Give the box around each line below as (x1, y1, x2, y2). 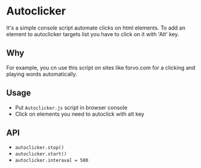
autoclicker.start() (14, 151, 67, 157)
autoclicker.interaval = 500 (14, 158, 89, 164)
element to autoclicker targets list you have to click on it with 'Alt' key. (6, 30, 179, 37)
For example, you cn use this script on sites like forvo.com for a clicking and (6, 64, 196, 71)
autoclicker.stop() (14, 145, 65, 151)
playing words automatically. (6, 70, 77, 78)
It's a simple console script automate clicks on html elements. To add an (6, 24, 186, 31)
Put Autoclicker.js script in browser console (14, 104, 128, 111)
